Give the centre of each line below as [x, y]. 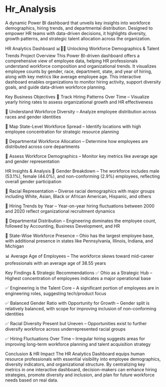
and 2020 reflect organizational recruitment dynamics [60, 211]
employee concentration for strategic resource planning [62, 132]
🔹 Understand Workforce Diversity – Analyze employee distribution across [81, 111]
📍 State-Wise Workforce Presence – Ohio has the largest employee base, [80, 236]
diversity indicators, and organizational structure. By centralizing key [75, 364]
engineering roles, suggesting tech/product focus [56, 293]
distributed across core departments [43, 146]
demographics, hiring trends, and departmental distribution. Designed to [79, 28]
